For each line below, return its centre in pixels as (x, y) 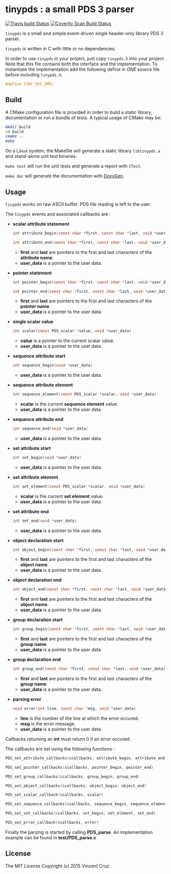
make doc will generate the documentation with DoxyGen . (65, 176)
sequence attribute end (38, 419)
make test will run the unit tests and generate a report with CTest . (73, 166)
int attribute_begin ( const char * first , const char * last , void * (84, 233)
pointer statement (32, 273)
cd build (15, 132)
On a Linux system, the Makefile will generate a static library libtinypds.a (83, 151)
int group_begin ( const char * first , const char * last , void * (80, 629)
